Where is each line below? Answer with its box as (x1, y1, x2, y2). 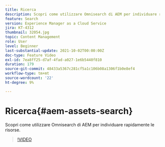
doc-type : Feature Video (5, 52, 56, 58)
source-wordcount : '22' (5, 75, 54, 80)
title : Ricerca (5, 7, 36, 12)
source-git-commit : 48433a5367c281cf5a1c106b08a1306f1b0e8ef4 (5, 67, 135, 72)
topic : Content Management (5, 35, 60, 40)
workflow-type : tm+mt (5, 71, 50, 76)
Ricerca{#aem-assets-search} (5, 105, 133, 117)
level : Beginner (5, 44, 38, 49)
